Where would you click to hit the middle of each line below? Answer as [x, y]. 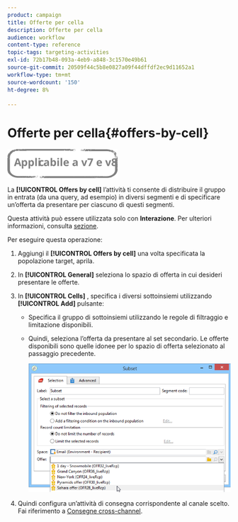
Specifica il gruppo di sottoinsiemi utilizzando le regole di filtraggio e [128, 317]
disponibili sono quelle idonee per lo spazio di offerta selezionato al [126, 346]
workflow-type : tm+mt [39, 74]
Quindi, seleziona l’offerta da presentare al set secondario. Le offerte [128, 339]
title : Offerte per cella [45, 22]
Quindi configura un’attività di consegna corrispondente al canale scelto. [124, 503]
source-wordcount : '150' [44, 82]
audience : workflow [36, 38]
